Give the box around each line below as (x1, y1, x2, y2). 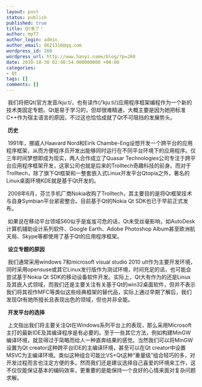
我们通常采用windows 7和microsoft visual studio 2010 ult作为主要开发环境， (7, 258, 196, 265)
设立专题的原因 (7, 246, 45, 253)
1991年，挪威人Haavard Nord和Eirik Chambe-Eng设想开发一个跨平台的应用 (7, 140, 193, 146)
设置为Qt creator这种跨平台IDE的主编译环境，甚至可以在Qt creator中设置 (6, 344, 186, 351)
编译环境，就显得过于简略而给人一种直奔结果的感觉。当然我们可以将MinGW (6, 336, 194, 344)
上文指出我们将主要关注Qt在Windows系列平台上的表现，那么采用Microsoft (7, 321, 192, 329)
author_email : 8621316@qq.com (6, 43, 82, 49)
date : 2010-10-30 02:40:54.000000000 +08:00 (6, 59, 120, 65)
